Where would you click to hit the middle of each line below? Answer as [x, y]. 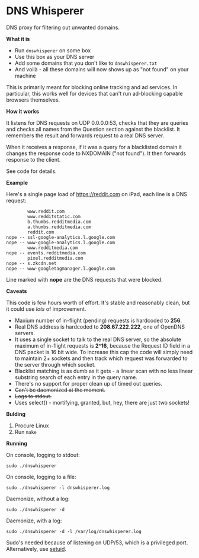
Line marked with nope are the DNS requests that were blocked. [84, 279]
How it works [23, 111]
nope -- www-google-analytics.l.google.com [61, 242]
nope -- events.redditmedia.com [46, 253]
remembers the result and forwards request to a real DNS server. [85, 135]
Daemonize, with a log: [34, 521]
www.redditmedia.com [53, 248]
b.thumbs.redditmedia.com [60, 222]
